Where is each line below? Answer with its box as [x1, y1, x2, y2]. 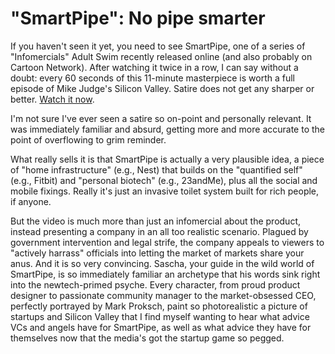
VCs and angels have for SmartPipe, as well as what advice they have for [10, 321, 312, 333]
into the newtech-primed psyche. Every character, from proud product [10, 278, 301, 291]
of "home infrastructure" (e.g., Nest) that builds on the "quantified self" [10, 163, 303, 176]
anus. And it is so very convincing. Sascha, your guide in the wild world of [10, 257, 315, 269]
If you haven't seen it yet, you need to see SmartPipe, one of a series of [10, 40, 306, 52]
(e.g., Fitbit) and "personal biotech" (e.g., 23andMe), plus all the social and [10, 174, 318, 186]
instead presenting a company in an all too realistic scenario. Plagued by [10, 225, 309, 237]
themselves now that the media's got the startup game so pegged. [10, 332, 285, 344]
